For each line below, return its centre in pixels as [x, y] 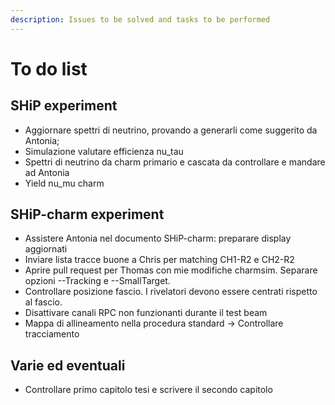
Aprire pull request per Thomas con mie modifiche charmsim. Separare [171, 270]
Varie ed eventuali [68, 365]
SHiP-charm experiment [87, 214]
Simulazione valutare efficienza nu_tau [104, 151]
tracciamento [52, 334]
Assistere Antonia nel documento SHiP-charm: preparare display [158, 238]
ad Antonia [47, 172]
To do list [49, 68]
